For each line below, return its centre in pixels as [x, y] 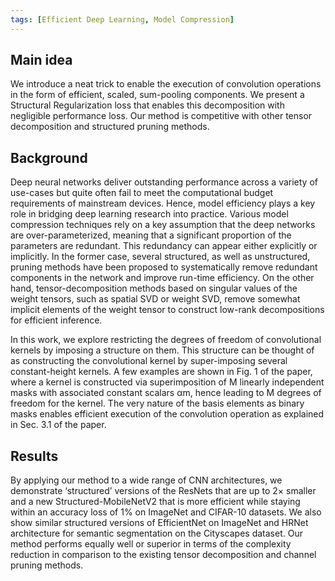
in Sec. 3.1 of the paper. [58, 425]
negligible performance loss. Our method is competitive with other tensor [161, 116]
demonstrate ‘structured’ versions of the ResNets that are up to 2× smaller [163, 491]
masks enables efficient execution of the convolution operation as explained [167, 414]
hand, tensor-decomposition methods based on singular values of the [154, 288]
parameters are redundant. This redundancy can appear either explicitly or [164, 246]
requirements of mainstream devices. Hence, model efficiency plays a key [163, 203]
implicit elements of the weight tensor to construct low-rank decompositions [167, 310]
